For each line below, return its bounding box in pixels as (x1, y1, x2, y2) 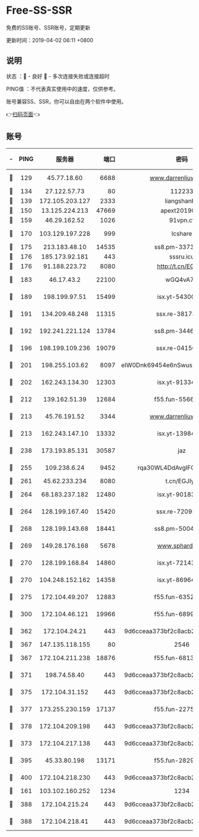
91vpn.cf (169, 216, 195, 224)
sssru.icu (169, 252, 195, 260)
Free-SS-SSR (6, 4, 72, 17)
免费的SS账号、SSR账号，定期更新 (6, 24, 91, 31)
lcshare (171, 229, 192, 238)
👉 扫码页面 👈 (6, 111, 40, 118)
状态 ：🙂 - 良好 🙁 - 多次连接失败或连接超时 (6, 73, 110, 80)
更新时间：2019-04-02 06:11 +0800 (6, 36, 94, 43)
